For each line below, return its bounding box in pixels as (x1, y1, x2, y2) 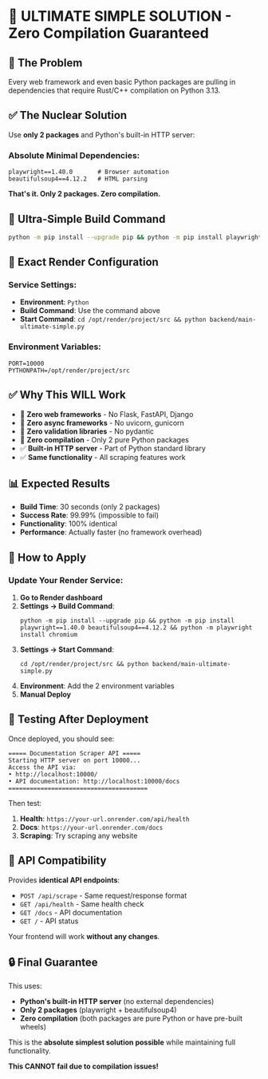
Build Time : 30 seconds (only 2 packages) (19, 502, 160, 512)
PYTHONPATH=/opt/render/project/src (8, 367, 130, 375)
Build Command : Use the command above (19, 306, 161, 315)
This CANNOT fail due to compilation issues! (8, 1061, 159, 1071)
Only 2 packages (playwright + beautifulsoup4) (19, 1005, 177, 1014)
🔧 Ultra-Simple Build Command (8, 212, 166, 226)
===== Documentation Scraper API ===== (8, 749, 141, 757)
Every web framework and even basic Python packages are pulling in (8, 77, 236, 86)
